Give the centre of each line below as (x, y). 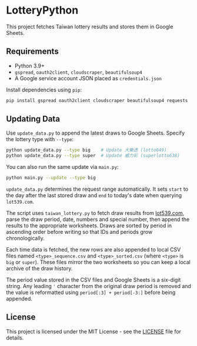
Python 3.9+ (30, 66)
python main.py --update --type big (51, 178)
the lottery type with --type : (40, 139)
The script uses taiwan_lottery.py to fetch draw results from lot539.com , (95, 213)
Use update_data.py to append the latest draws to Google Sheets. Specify (96, 133)
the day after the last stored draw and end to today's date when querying (94, 195)
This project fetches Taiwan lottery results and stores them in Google (90, 27)
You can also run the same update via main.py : (62, 167)
